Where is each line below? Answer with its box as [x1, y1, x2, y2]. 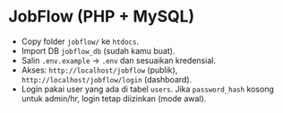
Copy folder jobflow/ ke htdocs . [21, 36, 140, 47]
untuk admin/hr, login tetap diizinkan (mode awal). [21, 92, 207, 104]
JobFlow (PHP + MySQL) [8, 6, 195, 27]
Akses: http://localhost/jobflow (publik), [21, 65, 178, 75]
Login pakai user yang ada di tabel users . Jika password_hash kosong [21, 83, 274, 94]
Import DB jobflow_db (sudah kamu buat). [21, 45, 176, 56]
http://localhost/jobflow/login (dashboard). [21, 74, 193, 84]
